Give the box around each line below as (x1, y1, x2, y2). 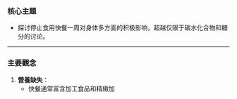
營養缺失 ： (17, 75, 49, 84)
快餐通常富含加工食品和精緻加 (28, 84, 115, 93)
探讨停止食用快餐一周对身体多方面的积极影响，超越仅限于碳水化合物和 (17, 23, 222, 32)
